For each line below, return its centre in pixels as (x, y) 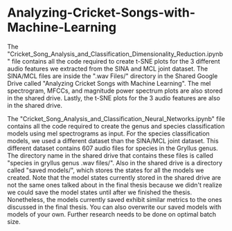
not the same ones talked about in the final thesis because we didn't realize (115, 185)
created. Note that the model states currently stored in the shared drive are (114, 177)
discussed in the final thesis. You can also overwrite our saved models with (114, 207)
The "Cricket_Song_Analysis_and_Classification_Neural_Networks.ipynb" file (116, 118)
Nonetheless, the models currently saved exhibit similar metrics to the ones (115, 199)
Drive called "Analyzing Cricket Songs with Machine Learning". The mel (109, 83)
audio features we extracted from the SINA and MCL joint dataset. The (108, 68)
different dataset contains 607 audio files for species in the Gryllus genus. (113, 148)
